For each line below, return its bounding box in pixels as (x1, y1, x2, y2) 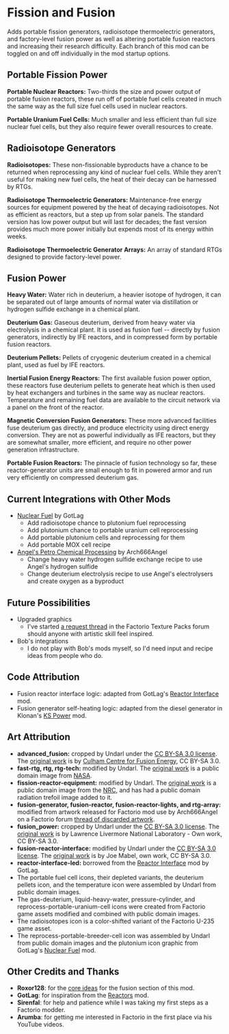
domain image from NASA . (16, 771, 92, 779)
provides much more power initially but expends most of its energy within (7, 225, 214, 233)
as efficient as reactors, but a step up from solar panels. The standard (7, 210, 204, 219)
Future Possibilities (7, 597, 91, 608)
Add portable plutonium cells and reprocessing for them (27, 533, 185, 542)
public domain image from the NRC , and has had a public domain (16, 786, 200, 794)
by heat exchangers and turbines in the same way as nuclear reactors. (7, 389, 206, 397)
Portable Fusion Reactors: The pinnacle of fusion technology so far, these (7, 459, 217, 467)
